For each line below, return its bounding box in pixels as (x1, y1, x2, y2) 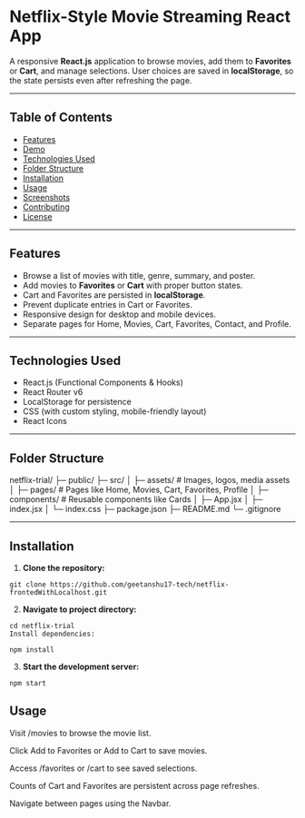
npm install (9, 646, 54, 655)
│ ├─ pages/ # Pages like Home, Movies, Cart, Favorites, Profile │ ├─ (9, 484, 270, 496)
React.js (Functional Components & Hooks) (22, 377, 184, 388)
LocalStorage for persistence (22, 397, 132, 408)
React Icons (22, 416, 68, 427)
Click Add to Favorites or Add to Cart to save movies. (9, 744, 208, 755)
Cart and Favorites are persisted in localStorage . (22, 289, 206, 301)
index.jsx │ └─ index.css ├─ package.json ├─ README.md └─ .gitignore (9, 504, 281, 515)
